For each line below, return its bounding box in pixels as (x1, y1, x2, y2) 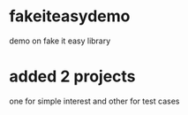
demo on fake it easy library (9, 35, 111, 46)
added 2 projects (9, 66, 136, 87)
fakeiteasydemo (9, 6, 131, 27)
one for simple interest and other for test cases (9, 96, 180, 106)
